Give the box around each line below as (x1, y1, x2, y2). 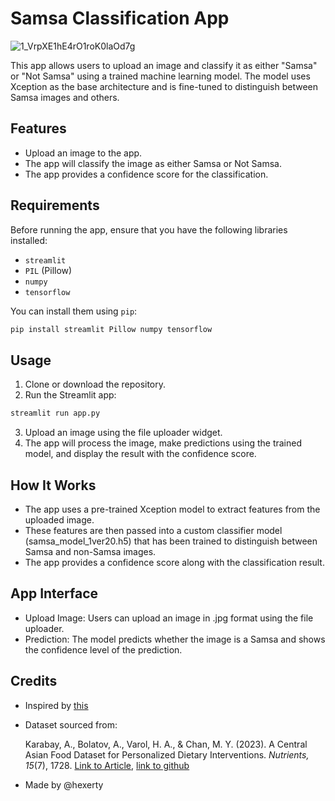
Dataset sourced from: (24, 718, 118, 731)
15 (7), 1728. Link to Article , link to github (24, 759, 190, 771)
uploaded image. (24, 513, 95, 526)
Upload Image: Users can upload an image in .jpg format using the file (24, 612, 314, 624)
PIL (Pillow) (24, 264, 73, 276)
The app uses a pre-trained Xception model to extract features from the (24, 503, 321, 515)
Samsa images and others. (10, 91, 120, 103)
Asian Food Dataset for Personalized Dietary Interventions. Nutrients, (24, 748, 310, 761)
